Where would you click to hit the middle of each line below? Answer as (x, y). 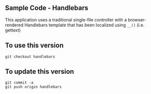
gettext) (13, 30)
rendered (14, 25)
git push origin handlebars (34, 87)
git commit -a (19, 83)
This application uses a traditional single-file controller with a (66, 19)
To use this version (34, 46)
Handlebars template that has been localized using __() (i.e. (84, 25)
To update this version (40, 72)
